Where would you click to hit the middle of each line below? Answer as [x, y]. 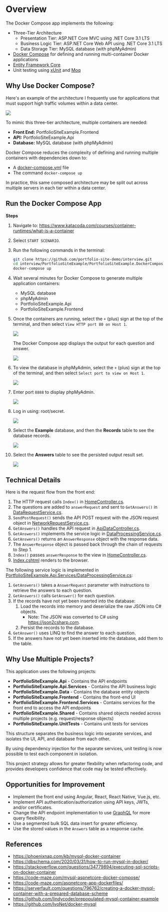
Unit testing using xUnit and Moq [47, 70]
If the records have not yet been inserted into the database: [74, 601]
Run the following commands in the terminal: [59, 250]
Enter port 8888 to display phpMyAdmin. [54, 392]
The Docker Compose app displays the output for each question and [83, 343]
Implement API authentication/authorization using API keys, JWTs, [81, 802]
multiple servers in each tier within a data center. [56, 188]
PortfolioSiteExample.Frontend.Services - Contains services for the [84, 702]
